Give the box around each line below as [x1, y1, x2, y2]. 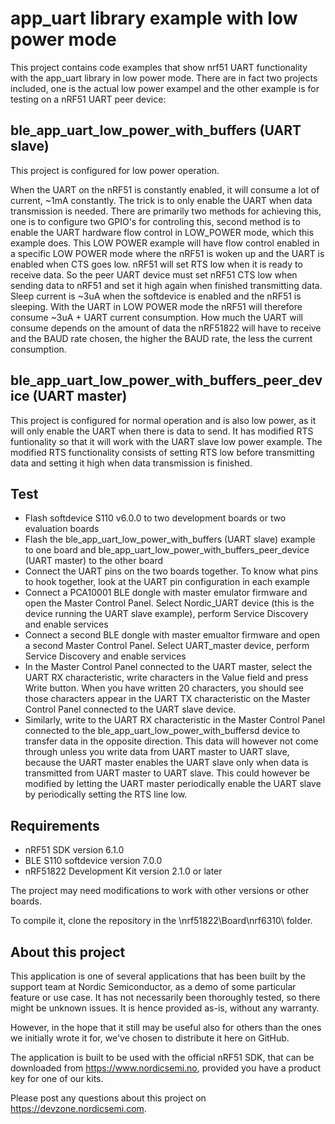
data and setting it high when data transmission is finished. [10, 457, 253, 469]
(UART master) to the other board [24, 555, 164, 567]
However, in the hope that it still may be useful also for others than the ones [10, 1022, 322, 1033]
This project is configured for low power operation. [10, 164, 220, 176]
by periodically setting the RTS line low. [24, 788, 188, 801]
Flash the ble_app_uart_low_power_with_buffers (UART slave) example [24, 533, 316, 546]
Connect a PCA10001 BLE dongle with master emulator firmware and [24, 587, 308, 599]
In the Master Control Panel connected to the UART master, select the [24, 661, 313, 673]
